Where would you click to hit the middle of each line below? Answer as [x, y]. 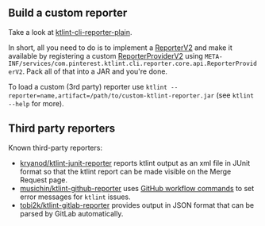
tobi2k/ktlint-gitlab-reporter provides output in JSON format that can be [137, 205]
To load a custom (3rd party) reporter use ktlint [88, 86]
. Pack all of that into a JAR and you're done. [95, 71]
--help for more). [36, 103]
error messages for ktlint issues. [75, 197]
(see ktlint [235, 95]
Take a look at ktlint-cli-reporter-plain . [70, 32]
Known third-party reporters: [56, 147]
